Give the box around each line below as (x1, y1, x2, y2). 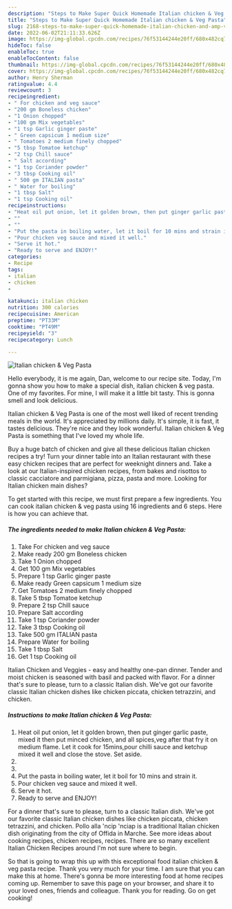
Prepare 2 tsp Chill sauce (17, 601, 89, 609)
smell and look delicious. (8, 397, 78, 405)
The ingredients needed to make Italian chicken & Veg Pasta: (8, 525, 187, 534)
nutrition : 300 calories (8, 304, 79, 311)
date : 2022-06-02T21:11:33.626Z (8, 29, 101, 36)
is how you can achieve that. (8, 510, 89, 518)
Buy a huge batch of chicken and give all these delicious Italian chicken (8, 445, 211, 453)
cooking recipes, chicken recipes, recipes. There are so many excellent (8, 837, 210, 845)
